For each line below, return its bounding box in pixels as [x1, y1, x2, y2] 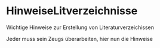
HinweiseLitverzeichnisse [6, 4, 138, 18]
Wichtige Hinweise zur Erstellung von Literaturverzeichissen [6, 24, 154, 31]
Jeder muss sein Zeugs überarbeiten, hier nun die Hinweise [6, 35, 153, 42]
